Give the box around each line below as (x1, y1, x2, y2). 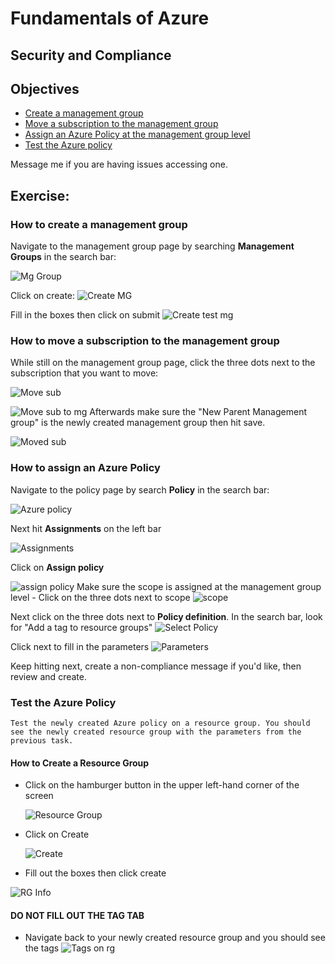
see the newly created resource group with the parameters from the (10, 727, 302, 737)
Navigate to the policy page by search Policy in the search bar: (10, 483, 270, 496)
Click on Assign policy (10, 561, 105, 573)
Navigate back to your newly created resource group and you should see (24, 932, 326, 944)
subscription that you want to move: (10, 367, 159, 379)
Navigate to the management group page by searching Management (10, 240, 295, 252)
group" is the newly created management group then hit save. (10, 417, 266, 429)
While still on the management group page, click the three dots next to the (10, 357, 316, 369)
